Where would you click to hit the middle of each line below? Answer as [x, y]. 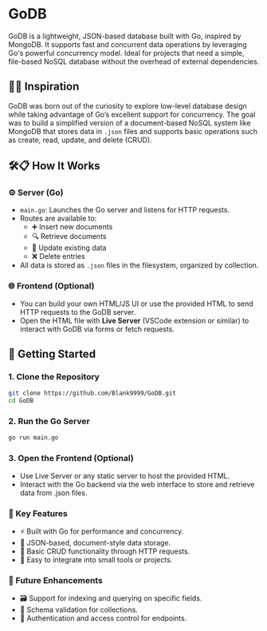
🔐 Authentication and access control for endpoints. [103, 618]
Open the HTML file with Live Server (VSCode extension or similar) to [134, 320]
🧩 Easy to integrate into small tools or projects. [96, 559]
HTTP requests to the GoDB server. [78, 312]
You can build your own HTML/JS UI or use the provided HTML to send [136, 304]
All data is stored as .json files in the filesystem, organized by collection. [139, 265]
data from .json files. [53, 493]
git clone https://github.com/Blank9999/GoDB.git [92, 393]
